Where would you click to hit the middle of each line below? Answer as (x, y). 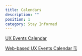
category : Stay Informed (31, 24)
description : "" (22, 15)
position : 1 (18, 19)
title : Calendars (23, 10)
